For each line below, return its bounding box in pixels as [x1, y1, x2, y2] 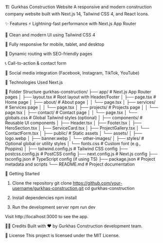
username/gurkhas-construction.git [12, 186, 84, 191]
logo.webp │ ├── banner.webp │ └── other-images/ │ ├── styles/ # [5, 135, 145, 141]
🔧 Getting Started [5, 171, 40, 176]
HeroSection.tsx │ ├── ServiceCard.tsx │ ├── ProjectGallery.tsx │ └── [5, 125, 149, 131]
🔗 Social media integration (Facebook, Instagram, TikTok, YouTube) [5, 70, 140, 75]
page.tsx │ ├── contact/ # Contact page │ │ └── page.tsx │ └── [5, 110, 138, 115]
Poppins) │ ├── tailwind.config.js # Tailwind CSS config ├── [5, 146, 128, 151]
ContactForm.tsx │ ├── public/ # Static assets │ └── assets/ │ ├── [5, 131, 143, 136]
